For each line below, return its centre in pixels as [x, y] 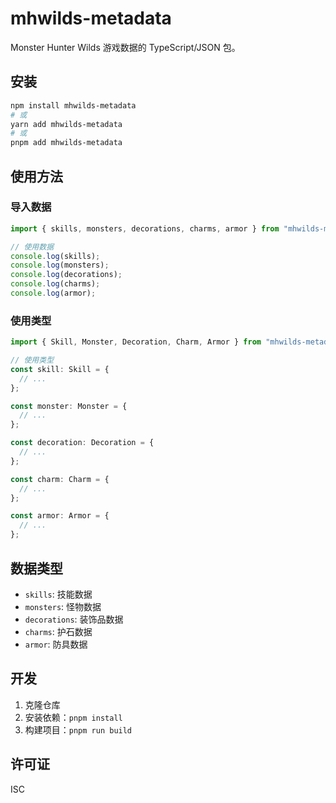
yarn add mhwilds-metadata [66, 124]
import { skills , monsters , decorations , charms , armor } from [145, 228]
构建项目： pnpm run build [78, 729]
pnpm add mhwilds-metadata [66, 143]
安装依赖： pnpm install [73, 717]
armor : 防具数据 [56, 644]
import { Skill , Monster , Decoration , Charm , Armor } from [136, 342]
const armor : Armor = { [60, 516]
